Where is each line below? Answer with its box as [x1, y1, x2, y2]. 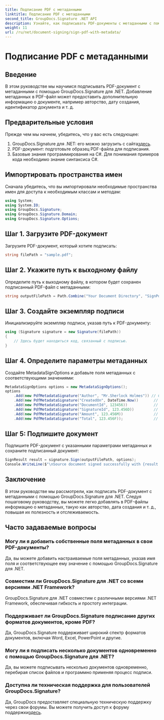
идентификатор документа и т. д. [5, 104, 74, 110]
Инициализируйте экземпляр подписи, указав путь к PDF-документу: [5, 320, 151, 326]
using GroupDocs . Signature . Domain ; [5, 212, 78, 217]
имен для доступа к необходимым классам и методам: [5, 189, 121, 195]
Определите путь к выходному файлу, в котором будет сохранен [5, 279, 141, 285]
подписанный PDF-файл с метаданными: [5, 284, 91, 290]
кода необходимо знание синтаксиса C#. [12, 156, 99, 162]
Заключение [5, 475, 46, 484]
